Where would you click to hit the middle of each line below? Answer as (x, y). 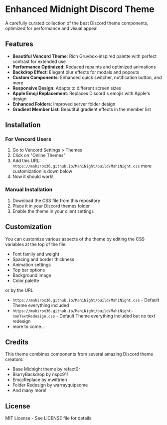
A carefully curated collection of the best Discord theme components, (77, 23)
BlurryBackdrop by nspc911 (40, 374)
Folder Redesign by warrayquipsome (50, 385)
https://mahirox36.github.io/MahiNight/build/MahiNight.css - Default (86, 300)
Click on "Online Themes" (39, 155)
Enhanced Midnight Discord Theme (80, 9)
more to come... (29, 326)
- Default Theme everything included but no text (106, 315)
